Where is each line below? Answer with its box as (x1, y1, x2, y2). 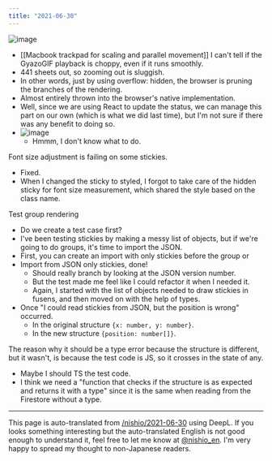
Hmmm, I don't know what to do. (32, 136, 142, 146)
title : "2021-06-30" (8, 11, 79, 20)
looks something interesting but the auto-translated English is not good (8, 426, 245, 436)
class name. (19, 193, 61, 203)
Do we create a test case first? (19, 225, 123, 235)
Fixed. (19, 167, 41, 177)
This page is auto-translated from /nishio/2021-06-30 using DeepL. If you (8, 417, 254, 427)
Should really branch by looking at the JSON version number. (32, 268, 236, 278)
